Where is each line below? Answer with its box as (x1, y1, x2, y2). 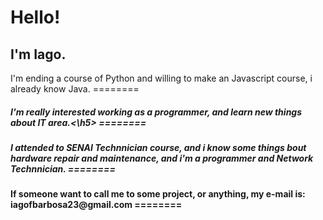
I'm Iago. (10, 46, 67, 63)
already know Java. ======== (10, 83, 140, 95)
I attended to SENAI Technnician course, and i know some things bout (10, 141, 307, 153)
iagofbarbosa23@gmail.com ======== (10, 199, 183, 211)
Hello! (10, 6, 61, 29)
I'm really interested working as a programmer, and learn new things (10, 106, 303, 118)
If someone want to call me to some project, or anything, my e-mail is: (10, 188, 306, 200)
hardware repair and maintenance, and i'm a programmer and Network (10, 152, 314, 164)
